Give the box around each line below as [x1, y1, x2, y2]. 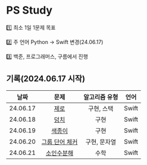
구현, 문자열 [85, 138, 117, 146]
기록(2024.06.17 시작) [6, 74, 85, 84]
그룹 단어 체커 [41, 138, 78, 146]
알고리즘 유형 [83, 93, 118, 101]
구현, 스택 [88, 104, 114, 113]
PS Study [6, 4, 52, 17]
